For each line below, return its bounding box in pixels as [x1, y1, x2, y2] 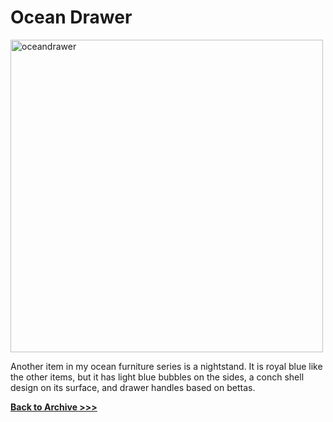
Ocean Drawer [10, 6, 133, 29]
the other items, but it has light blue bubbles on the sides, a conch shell [10, 371, 305, 383]
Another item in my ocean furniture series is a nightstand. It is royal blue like [10, 360, 323, 372]
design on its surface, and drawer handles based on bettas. [10, 381, 256, 393]
